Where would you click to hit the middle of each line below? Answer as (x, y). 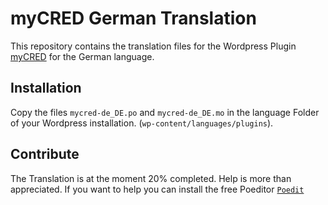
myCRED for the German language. (82, 56)
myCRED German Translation (133, 18)
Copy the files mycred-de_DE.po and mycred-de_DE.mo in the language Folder (165, 112)
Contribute (45, 154)
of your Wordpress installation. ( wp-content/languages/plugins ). (142, 123)
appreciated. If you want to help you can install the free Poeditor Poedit (157, 189)
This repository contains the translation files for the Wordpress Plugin (153, 46)
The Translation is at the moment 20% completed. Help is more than (151, 178)
